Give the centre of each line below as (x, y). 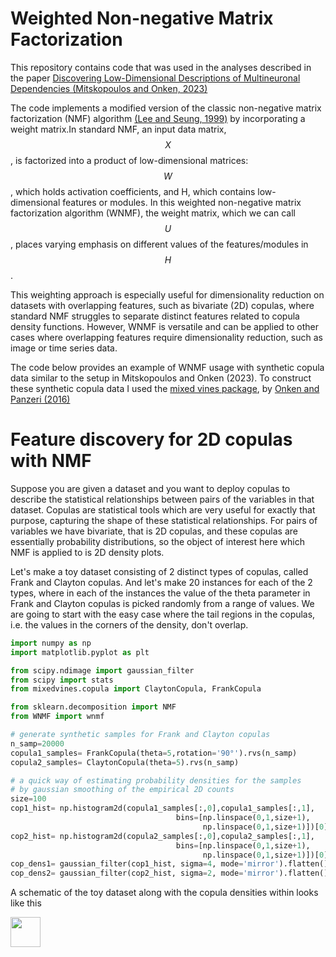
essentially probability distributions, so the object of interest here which (158, 541)
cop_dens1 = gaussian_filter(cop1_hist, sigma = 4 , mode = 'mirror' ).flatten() (169, 864)
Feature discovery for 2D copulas (151, 439)
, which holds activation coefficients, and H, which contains (133, 191)
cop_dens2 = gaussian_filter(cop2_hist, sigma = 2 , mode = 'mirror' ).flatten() (169, 873)
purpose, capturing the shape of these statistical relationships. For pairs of (164, 520)
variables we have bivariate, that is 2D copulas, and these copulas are (154, 531)
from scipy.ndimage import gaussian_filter (102, 670)
